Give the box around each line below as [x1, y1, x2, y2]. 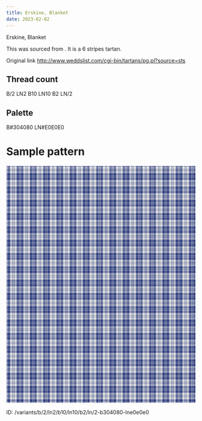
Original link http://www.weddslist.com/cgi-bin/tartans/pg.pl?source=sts [6, 57, 186, 64]
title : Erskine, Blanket [6, 10, 69, 16]
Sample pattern [6, 145, 85, 159]
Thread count [6, 74, 58, 84]
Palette [6, 107, 34, 118]
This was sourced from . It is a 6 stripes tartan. [6, 45, 122, 52]
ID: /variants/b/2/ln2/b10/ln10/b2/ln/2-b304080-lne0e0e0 [6, 409, 149, 416]
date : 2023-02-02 [6, 16, 50, 22]
